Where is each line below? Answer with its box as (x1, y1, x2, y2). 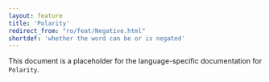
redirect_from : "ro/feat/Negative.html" (8, 27, 147, 35)
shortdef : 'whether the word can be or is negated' (8, 34, 185, 43)
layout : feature (8, 11, 63, 20)
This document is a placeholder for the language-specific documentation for (8, 56, 263, 66)
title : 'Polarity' (8, 19, 70, 27)
